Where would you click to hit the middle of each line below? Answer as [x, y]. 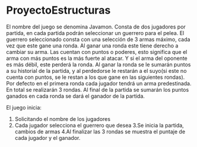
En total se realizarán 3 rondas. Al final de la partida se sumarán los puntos [98, 90]
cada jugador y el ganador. [47, 138]
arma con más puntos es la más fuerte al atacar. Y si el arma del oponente [97, 58]
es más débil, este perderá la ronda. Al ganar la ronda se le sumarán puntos [99, 64]
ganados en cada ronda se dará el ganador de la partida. [76, 96]
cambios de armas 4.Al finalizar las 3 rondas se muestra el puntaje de [100, 132]
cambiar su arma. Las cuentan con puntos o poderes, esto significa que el [97, 52]
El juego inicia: [24, 107]
